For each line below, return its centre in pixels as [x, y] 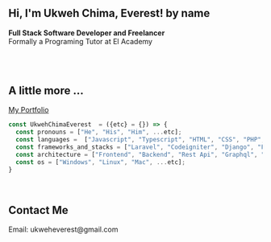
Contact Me [38, 210]
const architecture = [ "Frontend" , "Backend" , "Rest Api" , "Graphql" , [137, 154]
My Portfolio [29, 110]
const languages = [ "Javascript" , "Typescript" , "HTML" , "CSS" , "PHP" [139, 140]
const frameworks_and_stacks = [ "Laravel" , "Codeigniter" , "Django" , [135, 147]
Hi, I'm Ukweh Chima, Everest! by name [109, 13]
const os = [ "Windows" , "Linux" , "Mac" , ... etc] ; [100, 162]
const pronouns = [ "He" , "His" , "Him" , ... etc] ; [99, 132]
